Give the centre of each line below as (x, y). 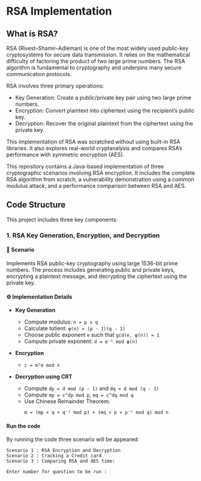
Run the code (23, 426)
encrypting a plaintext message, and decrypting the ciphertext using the (97, 276)
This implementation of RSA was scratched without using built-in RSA (93, 142)
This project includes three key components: (62, 220)
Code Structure (36, 205)
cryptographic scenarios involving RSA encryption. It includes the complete (101, 173)
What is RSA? (32, 34)
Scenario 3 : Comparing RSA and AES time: (61, 461)
